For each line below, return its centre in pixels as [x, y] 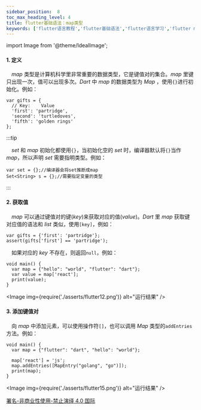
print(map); [27, 371]
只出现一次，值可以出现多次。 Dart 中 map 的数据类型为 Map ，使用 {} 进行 [97, 82]
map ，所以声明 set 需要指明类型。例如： [56, 158]
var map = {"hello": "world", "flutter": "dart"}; [76, 269]
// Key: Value [33, 106]
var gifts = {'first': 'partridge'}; [53, 235]
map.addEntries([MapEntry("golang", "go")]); [69, 366]
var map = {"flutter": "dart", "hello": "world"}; [76, 350]
